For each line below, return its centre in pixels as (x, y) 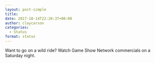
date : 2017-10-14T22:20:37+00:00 (39, 18)
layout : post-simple (26, 9)
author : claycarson (25, 23)
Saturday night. (20, 55)
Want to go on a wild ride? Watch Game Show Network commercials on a (78, 50)
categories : (17, 28)
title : (12, 14)
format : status (20, 37)
